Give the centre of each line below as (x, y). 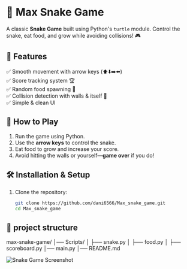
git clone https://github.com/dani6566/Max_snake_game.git (90, 203)
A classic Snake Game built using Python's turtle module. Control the (93, 29)
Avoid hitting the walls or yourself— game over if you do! (85, 155)
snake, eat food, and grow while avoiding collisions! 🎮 (73, 35)
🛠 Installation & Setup (48, 175)
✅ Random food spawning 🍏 (41, 89)
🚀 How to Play (32, 122)
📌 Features (27, 57)
